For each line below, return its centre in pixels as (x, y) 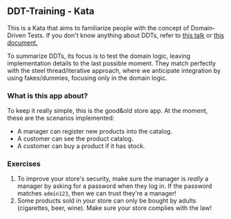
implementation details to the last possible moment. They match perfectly (111, 63)
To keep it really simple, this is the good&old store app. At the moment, (108, 111)
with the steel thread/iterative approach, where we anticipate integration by (114, 70)
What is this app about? (48, 96)
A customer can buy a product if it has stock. (81, 146)
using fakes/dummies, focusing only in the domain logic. (87, 78)
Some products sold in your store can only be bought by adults (107, 201)
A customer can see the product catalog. (75, 139)
